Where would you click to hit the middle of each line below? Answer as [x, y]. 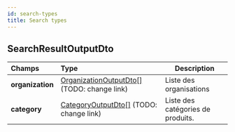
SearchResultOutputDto [60, 49]
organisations [187, 89]
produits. [179, 118]
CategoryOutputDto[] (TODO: [109, 105]
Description [194, 69]
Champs [25, 69]
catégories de [188, 110]
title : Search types [37, 20]
